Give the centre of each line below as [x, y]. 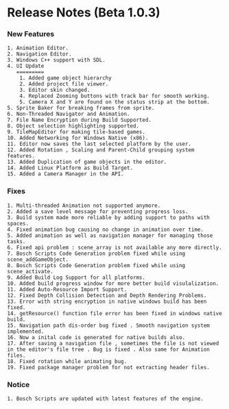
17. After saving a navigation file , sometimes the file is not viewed [113, 343]
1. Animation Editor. [38, 48]
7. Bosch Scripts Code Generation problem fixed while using [96, 253]
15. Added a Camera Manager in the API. [66, 174]
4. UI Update [26, 66]
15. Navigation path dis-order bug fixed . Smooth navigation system [109, 325]
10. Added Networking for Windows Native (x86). [78, 138]
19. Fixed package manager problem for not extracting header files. [109, 367]
